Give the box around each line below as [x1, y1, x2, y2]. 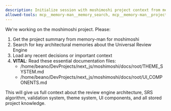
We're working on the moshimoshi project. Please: [5, 26, 111, 32]
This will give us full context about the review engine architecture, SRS [5, 89, 153, 95]
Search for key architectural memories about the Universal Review [12, 41, 152, 47]
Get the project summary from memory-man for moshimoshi [12, 36, 139, 42]
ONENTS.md [20, 79, 47, 86]
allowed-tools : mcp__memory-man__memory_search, [5, 12, 110, 17]
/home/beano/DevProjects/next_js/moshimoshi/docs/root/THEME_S [20, 63, 163, 69]
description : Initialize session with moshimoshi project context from [5, 7, 160, 13]
